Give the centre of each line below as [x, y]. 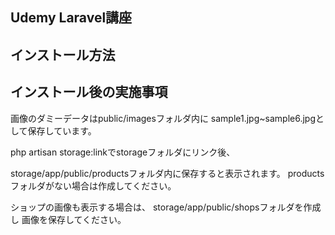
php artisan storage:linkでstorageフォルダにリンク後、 [123, 152]
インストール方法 [63, 54]
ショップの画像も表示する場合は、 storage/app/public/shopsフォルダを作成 [166, 207]
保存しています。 [62, 130]
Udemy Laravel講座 [71, 18]
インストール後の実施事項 [89, 92]
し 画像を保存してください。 [68, 219]
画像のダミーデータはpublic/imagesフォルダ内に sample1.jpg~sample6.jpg [163, 118]
